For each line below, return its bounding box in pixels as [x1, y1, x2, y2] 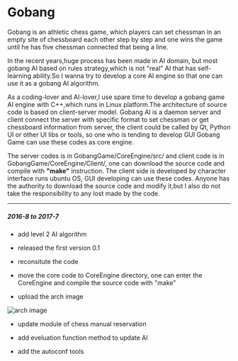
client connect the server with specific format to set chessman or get [7, 115, 209, 124]
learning [7, 71, 32, 80]
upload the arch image [17, 292, 84, 301]
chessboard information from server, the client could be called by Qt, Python [7, 122, 232, 131]
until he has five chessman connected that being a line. [7, 42, 169, 51]
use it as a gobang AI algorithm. [7, 79, 101, 87]
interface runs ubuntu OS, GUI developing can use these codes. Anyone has [7, 174, 230, 183]
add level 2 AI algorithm [17, 229, 87, 238]
